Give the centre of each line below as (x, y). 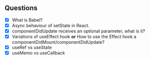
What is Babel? (27, 20)
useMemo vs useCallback (38, 53)
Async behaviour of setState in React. (51, 25)
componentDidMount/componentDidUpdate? (58, 42)
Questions (21, 8)
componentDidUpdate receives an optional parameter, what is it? (78, 31)
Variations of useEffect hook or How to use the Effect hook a (74, 37)
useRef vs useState (32, 47)
